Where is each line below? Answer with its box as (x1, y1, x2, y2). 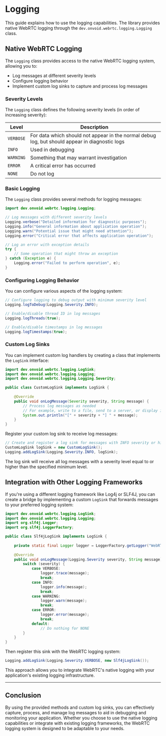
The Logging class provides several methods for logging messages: (5, 196, 142, 202)
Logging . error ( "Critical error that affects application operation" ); (5, 233, 154, 238)
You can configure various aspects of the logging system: (5, 288, 123, 294)
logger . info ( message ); (40, 584, 87, 589)
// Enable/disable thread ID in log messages (5, 311, 100, 316)
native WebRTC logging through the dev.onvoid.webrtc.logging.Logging (5, 25, 152, 31)
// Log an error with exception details (5, 242, 90, 247)
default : (31, 621, 50, 626)
